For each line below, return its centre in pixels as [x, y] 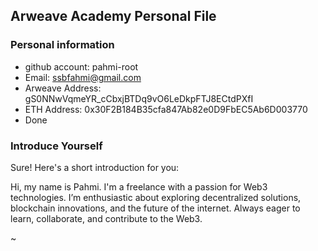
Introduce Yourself [56, 146]
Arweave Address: [63, 88]
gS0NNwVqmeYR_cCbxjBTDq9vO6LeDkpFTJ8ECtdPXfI [139, 98]
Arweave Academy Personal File [113, 16]
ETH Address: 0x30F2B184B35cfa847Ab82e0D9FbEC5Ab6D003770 [166, 109]
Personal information [62, 45]
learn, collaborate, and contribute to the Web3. [106, 218]
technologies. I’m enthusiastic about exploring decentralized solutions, [156, 197]
